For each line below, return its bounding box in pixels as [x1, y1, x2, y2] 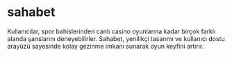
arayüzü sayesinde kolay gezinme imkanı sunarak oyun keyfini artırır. [7, 42, 204, 50]
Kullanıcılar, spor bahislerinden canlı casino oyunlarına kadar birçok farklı [7, 27, 216, 35]
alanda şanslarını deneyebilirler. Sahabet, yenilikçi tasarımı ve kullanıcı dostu [7, 34, 225, 42]
